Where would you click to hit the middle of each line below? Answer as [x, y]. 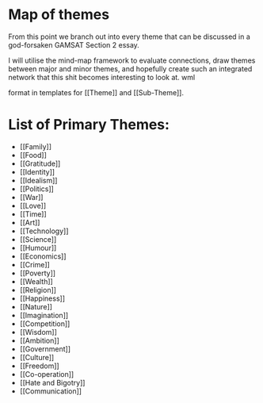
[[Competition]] [45, 324]
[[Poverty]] [38, 273]
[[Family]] [35, 146]
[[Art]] [30, 222]
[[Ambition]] [39, 340]
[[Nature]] [36, 306]
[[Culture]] [37, 357]
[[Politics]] [36, 189]
